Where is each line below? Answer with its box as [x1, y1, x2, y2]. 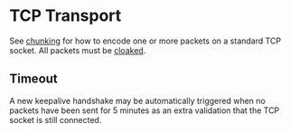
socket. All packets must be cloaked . [9, 44, 146, 55]
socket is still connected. [9, 114, 102, 125]
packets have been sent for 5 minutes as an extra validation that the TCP [9, 105, 280, 116]
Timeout [9, 71, 59, 87]
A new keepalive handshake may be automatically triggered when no [9, 95, 267, 106]
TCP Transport [9, 5, 122, 26]
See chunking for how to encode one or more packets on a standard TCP [9, 35, 282, 46]
